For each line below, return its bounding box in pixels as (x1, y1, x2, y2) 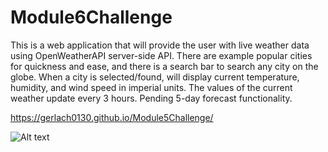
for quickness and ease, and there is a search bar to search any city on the (10, 60, 319, 72)
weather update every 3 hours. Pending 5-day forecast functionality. (10, 92, 293, 104)
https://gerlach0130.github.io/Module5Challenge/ (10, 111, 214, 123)
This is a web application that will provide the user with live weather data (10, 39, 310, 51)
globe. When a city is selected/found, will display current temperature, (10, 71, 300, 83)
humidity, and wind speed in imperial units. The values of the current (10, 81, 293, 93)
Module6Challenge (10, 6, 173, 29)
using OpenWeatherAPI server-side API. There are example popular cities (10, 49, 313, 61)
